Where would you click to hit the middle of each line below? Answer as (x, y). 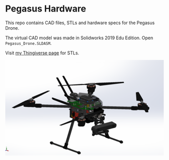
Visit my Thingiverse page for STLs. (42, 53)
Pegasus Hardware (46, 9)
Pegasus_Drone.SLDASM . (28, 43)
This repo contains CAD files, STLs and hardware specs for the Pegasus (80, 23)
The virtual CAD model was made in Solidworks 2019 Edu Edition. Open (79, 38)
